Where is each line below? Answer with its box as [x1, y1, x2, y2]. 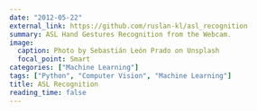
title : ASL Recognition [9, 80, 99, 89]
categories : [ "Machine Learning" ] [9, 64, 140, 73]
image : [9, 38, 34, 47]
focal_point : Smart [17, 55, 91, 64]
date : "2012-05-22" [9, 13, 83, 22]
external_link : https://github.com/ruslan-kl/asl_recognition [9, 21, 248, 30]
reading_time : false [9, 88, 87, 97]
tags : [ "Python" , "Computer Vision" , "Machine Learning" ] [9, 72, 232, 81]
